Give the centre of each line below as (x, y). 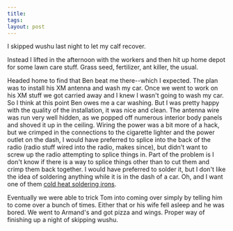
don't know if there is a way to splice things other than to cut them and (109, 162)
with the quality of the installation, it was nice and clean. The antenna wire (113, 110)
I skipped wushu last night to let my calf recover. (77, 47)
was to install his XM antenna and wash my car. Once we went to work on (113, 88)
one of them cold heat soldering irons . (62, 184)
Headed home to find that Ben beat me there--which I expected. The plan (113, 81)
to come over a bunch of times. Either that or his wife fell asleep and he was (116, 205)
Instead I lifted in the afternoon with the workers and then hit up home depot (116, 60)
